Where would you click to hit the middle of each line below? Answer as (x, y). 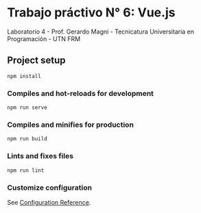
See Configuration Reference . (49, 202)
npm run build (27, 139)
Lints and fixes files (40, 156)
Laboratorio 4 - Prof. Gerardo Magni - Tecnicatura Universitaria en (100, 32)
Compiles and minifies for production (70, 125)
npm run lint (26, 170)
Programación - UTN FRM (44, 38)
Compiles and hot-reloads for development (81, 93)
